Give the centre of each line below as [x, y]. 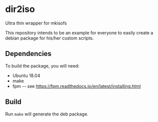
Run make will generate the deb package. [47, 114]
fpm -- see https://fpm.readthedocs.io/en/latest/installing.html [76, 86]
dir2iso [20, 9]
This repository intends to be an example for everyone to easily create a [79, 32]
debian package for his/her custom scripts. [49, 38]
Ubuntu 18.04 [26, 75]
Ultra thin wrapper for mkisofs [36, 23]
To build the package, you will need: [42, 65]
